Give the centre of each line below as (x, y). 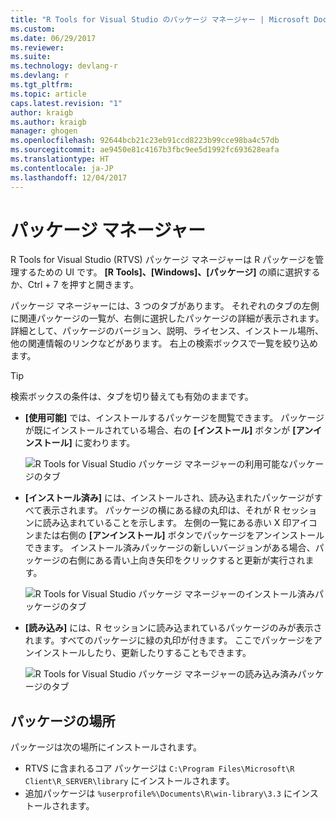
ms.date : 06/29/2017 (53, 38)
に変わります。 (105, 443)
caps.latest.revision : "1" (66, 103)
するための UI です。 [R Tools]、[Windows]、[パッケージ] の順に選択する (169, 272)
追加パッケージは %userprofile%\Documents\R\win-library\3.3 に (158, 793)
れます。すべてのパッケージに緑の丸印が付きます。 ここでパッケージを (169, 640)
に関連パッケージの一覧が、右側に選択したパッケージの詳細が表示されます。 (167, 318)
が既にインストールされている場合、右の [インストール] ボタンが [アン (168, 430)
